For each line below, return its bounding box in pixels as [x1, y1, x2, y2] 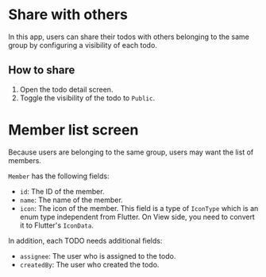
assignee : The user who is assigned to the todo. [19, 251, 176, 260]
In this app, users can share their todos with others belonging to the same [8, 32, 250, 41]
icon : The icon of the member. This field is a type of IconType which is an [19, 203, 259, 213]
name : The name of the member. [19, 195, 123, 205]
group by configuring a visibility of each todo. [8, 40, 157, 49]
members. [8, 155, 42, 165]
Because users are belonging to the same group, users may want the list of [8, 147, 254, 157]
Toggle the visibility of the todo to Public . [19, 93, 156, 103]
